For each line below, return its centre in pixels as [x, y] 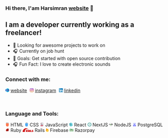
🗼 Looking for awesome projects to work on [59, 45]
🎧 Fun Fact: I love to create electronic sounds [61, 64]
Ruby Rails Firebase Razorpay [52, 130]
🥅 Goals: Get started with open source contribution [67, 58]
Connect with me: [28, 79]
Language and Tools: [32, 113]
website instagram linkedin [45, 91]
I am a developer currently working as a [70, 25]
